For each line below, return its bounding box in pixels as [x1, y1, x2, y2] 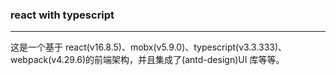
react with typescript [10, 8, 115, 22]
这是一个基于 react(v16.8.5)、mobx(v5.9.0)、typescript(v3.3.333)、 [10, 41, 288, 53]
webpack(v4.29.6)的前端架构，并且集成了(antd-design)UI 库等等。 [10, 54, 285, 66]
